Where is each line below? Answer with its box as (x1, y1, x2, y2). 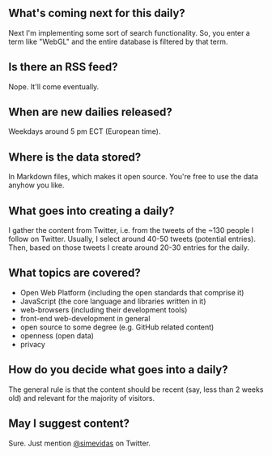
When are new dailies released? (8, 105, 172, 119)
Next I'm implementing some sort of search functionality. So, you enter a (8, 28, 251, 37)
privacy (19, 339, 46, 349)
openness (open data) (19, 330, 95, 340)
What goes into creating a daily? (8, 204, 175, 217)
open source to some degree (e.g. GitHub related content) (19, 322, 215, 332)
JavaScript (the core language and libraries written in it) (19, 296, 206, 306)
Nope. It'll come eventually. (8, 81, 100, 92)
